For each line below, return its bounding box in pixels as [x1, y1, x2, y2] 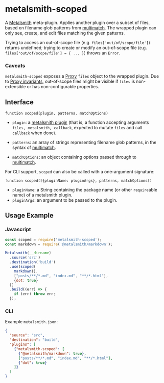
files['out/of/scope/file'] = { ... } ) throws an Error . [5, 50, 120, 56]
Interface [5, 98, 34, 106]
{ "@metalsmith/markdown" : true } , [18, 351, 87, 356]
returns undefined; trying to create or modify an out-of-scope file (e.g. [5, 45, 147, 50]
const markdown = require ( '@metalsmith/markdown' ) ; [5, 241, 113, 247]
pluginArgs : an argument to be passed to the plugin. [12, 197, 117, 203]
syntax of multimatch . [12, 144, 56, 150]
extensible [5, 84, 26, 90]
